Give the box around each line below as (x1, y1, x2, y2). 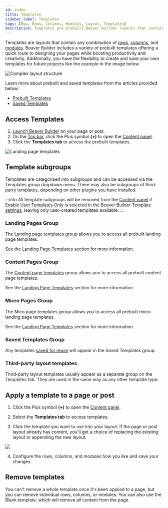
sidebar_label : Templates (5, 16, 59, 21)
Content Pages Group (5, 258, 59, 265)
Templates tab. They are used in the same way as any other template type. (5, 377, 159, 383)
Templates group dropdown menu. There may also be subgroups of (5, 181, 144, 187)
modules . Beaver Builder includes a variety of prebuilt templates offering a (5, 45, 158, 51)
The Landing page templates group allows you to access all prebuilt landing (5, 231, 161, 237)
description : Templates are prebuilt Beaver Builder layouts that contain (5, 26, 164, 31)
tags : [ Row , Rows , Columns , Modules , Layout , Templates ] (5, 21, 126, 26)
